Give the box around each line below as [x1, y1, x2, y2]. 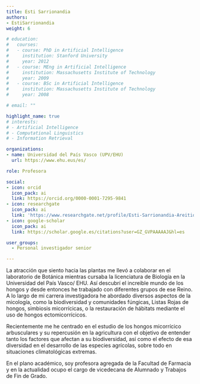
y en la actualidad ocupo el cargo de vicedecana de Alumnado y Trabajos [6, 366, 186, 373]
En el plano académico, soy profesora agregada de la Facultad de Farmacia [6, 360, 192, 367]
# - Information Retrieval [6, 136, 73, 142]
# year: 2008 [6, 92, 49, 98]
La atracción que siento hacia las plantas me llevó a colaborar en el [6, 267, 171, 274]
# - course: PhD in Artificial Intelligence [6, 47, 124, 54]
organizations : [6, 146, 44, 152]
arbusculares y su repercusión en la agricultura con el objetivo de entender [6, 329, 190, 336]
